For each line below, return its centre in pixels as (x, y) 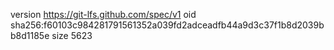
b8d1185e (30, 35)
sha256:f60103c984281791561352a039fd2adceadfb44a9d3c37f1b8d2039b (167, 25)
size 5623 (72, 35)
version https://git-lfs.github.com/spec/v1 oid (103, 14)
